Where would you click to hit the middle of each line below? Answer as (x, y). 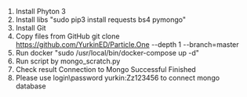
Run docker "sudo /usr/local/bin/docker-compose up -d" (107, 53)
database (31, 86)
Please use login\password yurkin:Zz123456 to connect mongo (118, 78)
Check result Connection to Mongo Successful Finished (105, 69)
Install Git (31, 28)
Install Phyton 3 (41, 11)
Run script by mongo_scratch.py (68, 61)
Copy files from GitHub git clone (67, 36)
